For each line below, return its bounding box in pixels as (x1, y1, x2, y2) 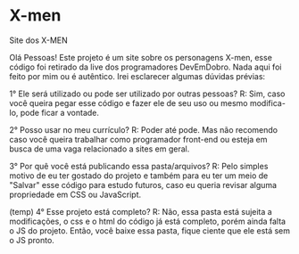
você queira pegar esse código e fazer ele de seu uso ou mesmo (9, 97, 248, 108)
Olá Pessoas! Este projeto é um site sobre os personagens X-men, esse (9, 52, 272, 62)
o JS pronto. (9, 234, 55, 245)
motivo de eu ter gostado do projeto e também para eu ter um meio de (9, 170, 269, 181)
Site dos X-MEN (9, 35, 69, 45)
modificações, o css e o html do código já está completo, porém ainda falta (9, 216, 287, 226)
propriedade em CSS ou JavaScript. (9, 189, 142, 200)
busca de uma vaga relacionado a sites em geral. (9, 143, 190, 154)
